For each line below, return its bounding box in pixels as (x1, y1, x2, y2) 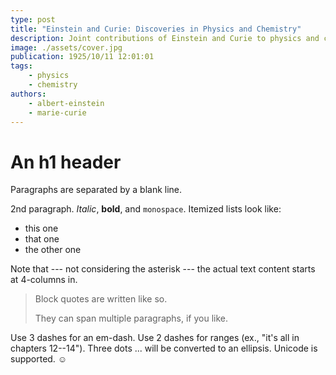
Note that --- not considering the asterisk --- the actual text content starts (10, 263, 316, 275)
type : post (10, 14, 56, 25)
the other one (24, 244, 82, 256)
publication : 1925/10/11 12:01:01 (10, 52, 155, 62)
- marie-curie (28, 107, 87, 118)
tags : (10, 61, 33, 71)
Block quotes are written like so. (34, 293, 168, 305)
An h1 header (10, 151, 122, 173)
